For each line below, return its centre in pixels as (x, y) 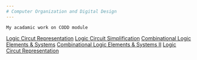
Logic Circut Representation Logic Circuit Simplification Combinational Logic (98, 38)
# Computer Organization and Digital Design (61, 11)
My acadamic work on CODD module (47, 27)
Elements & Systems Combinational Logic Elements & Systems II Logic (91, 44)
